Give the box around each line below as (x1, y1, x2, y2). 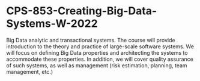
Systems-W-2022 (6, 17, 98, 30)
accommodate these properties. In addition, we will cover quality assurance (6, 55, 193, 63)
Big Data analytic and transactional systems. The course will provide (6, 36, 175, 43)
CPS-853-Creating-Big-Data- (6, 4, 157, 18)
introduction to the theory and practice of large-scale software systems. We (6, 43, 194, 50)
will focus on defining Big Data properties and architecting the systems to (6, 49, 188, 56)
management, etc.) (6, 68, 53, 75)
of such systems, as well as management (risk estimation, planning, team (6, 61, 187, 69)
